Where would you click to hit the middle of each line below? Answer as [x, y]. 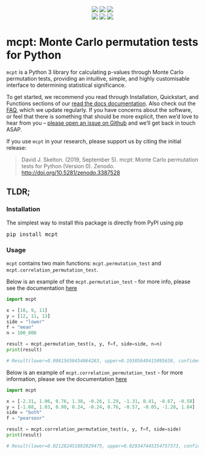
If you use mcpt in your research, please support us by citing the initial [94, 141]
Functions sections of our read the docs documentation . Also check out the [101, 103]
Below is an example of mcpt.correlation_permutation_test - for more [95, 372]
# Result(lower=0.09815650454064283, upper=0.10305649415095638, [91, 361]
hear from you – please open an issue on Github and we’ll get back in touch [101, 123]
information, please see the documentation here [67, 379]
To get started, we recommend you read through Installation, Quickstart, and [103, 97]
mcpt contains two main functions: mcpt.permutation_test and [84, 263]
